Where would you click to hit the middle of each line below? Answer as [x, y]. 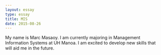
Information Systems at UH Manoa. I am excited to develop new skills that [80, 43]
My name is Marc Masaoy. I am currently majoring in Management [73, 38]
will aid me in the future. [30, 48]
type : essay [17, 14]
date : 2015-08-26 [23, 24]
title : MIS [16, 19]
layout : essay [20, 10]
